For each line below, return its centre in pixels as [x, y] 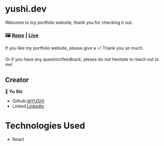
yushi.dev [26, 9]
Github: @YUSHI [28, 101]
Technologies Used [45, 126]
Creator [17, 80]
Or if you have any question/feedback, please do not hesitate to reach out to [82, 59]
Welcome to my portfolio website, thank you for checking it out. [69, 22]
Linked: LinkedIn [28, 106]
